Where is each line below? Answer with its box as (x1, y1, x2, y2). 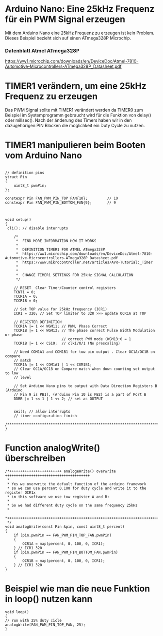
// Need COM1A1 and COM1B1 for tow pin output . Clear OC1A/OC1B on (14, 349, 155, 354)
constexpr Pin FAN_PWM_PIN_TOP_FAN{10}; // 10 (5, 196, 118, 201)
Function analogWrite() (5, 443, 100, 454)
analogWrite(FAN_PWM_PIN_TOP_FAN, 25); (5, 622, 86, 627)
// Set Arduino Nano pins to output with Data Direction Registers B (14, 384, 158, 388)
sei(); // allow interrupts (14, 409, 70, 414)
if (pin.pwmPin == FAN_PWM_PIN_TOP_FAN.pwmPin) (14, 533, 112, 538)
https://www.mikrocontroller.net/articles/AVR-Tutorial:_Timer (22, 260, 153, 265)
